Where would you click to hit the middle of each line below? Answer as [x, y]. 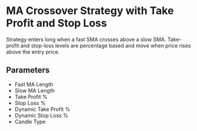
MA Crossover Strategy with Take [90, 11]
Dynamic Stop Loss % [41, 115]
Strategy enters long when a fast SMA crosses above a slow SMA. [86, 39]
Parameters [28, 70]
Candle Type [30, 122]
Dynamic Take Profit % [42, 109]
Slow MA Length [34, 90]
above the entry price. [33, 51]
